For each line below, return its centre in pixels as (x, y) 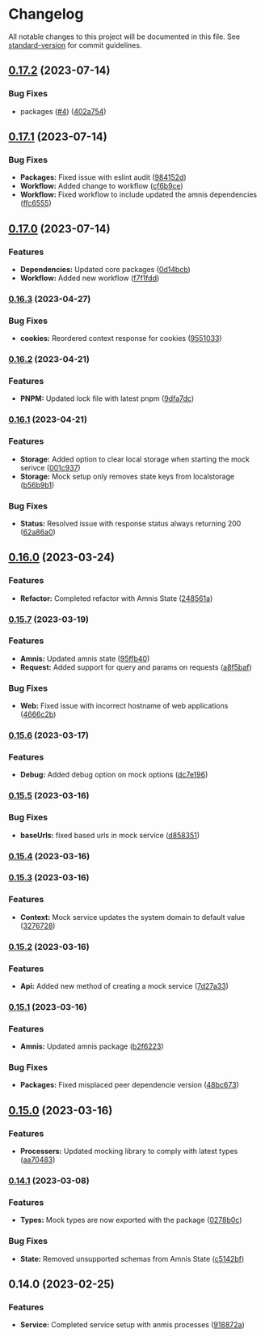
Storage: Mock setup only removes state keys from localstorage (127, 476)
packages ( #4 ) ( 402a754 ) (63, 111)
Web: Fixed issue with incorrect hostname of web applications (124, 706)
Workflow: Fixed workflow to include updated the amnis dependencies (139, 194)
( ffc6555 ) (36, 203)
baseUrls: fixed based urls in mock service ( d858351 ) (110, 835)
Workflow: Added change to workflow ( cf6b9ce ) (101, 186)
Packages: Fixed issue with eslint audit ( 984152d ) (103, 177)
